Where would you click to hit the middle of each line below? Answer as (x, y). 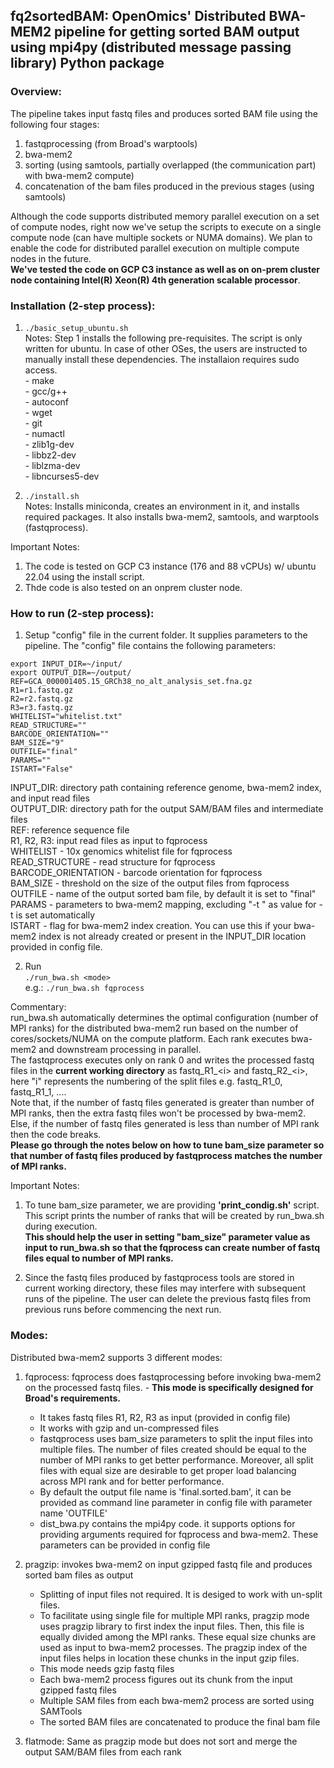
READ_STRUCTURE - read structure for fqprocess (113, 862)
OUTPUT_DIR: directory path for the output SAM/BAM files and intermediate (167, 809)
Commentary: (38, 1007)
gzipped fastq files (78, 1690)
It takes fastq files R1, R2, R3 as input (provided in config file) (165, 1417)
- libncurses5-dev (62, 476)
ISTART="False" (42, 769)
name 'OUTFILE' (73, 1513)
